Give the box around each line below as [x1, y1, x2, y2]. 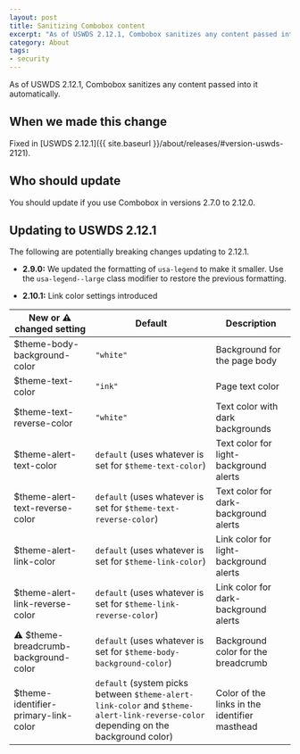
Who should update [9, 173, 121, 188]
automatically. [9, 88, 61, 99]
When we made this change [9, 114, 168, 129]
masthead [215, 720, 258, 733]
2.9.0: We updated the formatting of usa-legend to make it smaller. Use [21, 264, 284, 275]
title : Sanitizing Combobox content [9, 21, 146, 30]
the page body [215, 354, 278, 367]
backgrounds [215, 423, 271, 435]
